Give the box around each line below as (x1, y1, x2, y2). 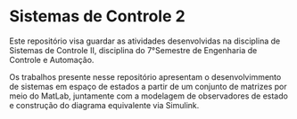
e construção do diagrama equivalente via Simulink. (9, 99, 200, 110)
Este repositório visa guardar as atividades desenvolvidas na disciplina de (9, 36, 281, 46)
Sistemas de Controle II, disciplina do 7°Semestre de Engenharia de (9, 44, 258, 55)
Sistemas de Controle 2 (9, 6, 186, 27)
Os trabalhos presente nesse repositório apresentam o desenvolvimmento (9, 71, 282, 82)
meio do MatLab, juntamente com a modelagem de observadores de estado (9, 91, 288, 101)
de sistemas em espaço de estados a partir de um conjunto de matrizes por (9, 81, 287, 91)
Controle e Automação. (9, 54, 95, 65)
